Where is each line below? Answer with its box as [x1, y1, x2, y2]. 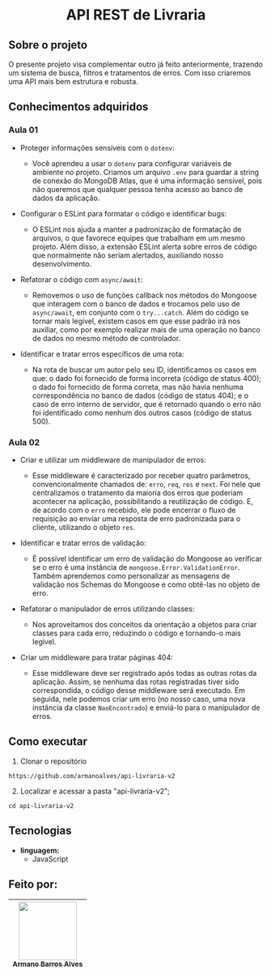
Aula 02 [8, 436, 40, 447]
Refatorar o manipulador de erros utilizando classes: [19, 604, 195, 614]
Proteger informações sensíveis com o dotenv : [19, 143, 176, 152]
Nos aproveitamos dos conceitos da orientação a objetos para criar [32, 619, 257, 629]
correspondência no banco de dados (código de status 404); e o [32, 391, 249, 400]
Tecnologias [8, 824, 72, 838]
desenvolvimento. [32, 259, 92, 268]
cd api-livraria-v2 [8, 802, 74, 810]
